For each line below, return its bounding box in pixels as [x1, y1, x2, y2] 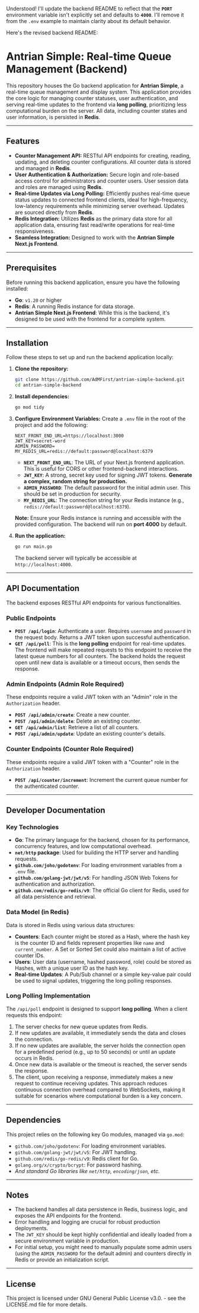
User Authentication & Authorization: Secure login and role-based [14, 171, 179, 178]
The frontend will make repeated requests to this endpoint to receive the [14, 646, 191, 653]
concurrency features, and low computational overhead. [14, 843, 152, 850]
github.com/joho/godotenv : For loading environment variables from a [14, 862, 182, 869]
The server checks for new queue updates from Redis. [14, 1023, 148, 1030]
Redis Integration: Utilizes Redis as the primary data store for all [14, 215, 173, 222]
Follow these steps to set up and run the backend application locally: [6, 354, 174, 361]
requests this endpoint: [6, 1011, 63, 1018]
